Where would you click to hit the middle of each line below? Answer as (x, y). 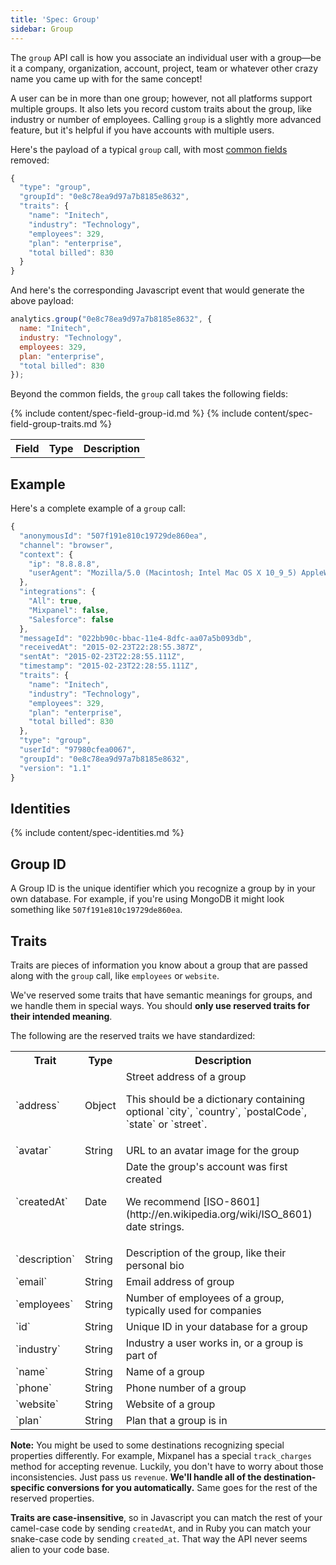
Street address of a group (186, 1076)
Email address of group (180, 1281)
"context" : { (46, 554)
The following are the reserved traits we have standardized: (133, 1035)
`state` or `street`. (166, 1124)
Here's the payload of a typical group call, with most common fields (149, 149)
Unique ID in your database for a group (216, 1326)
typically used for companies (193, 1310)
